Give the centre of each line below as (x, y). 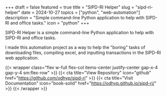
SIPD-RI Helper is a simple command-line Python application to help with (80, 32)
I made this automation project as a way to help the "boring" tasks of (75, 47)
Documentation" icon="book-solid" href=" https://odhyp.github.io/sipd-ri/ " (81, 83)
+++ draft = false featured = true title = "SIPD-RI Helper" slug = (70, 7)
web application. (22, 58)
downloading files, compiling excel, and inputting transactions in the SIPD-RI (83, 52)
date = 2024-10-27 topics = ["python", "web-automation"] (81, 12)
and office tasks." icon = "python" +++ (50, 23)
